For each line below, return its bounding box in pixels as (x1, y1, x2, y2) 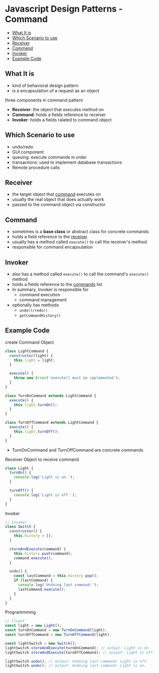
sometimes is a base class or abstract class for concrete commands (12, 229, 149, 235)
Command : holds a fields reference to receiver (12, 112, 106, 118)
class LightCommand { (5, 349, 49, 353)
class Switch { (5, 524, 36, 529)
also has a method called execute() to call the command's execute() (12, 271, 149, 277)
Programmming (5, 609, 36, 615)
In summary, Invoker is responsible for (12, 286, 89, 292)
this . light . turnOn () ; (14, 402, 57, 407)
